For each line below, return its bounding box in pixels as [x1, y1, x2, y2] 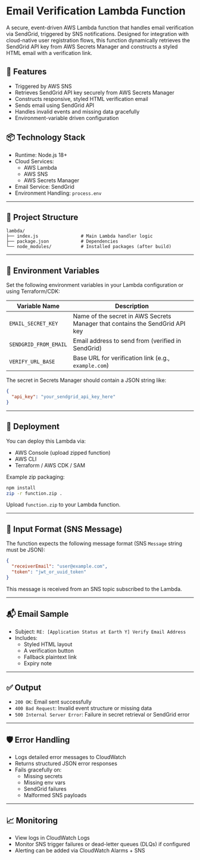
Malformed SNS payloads [23, 792, 87, 799]
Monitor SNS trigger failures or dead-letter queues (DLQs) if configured [14, 840, 190, 847]
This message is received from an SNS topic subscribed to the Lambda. [6, 585, 183, 592]
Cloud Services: [14, 157, 55, 165]
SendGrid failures [23, 785, 67, 792]
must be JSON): [6, 546, 46, 553]
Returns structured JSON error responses [14, 760, 118, 767]
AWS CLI [14, 455, 37, 463]
